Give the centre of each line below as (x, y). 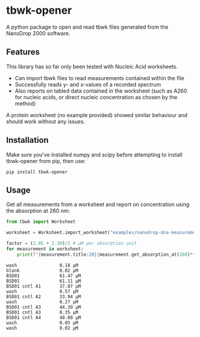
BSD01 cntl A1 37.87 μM (44, 286)
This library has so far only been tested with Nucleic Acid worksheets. (92, 66)
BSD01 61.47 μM (44, 275)
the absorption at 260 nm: (38, 211)
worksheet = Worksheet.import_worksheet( (58, 233)
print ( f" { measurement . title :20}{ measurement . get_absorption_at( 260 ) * (105, 255)
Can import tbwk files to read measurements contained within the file (99, 78)
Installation (27, 140)
